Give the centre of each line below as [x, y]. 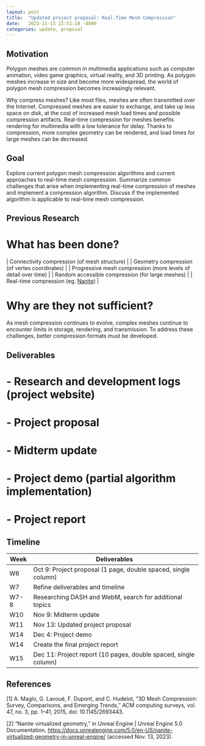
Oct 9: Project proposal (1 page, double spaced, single [112, 570]
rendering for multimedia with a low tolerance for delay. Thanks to [89, 126]
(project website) [51, 394]
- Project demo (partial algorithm [91, 479]
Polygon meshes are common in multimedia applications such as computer [101, 69]
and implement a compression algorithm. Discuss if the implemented [92, 192]
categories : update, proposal [45, 29]
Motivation [27, 54]
